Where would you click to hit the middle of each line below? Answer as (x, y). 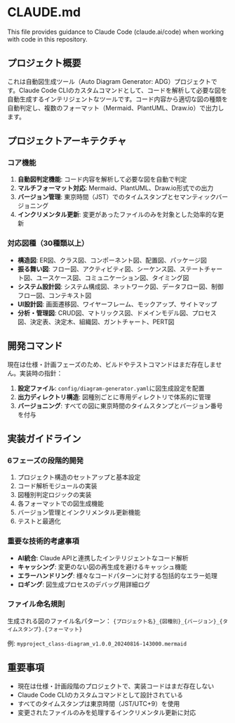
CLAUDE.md (44, 12)
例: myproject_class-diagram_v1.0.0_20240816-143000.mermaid (97, 643)
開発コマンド (35, 346)
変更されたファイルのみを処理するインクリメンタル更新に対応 (107, 712)
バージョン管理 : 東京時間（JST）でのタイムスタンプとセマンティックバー (123, 197)
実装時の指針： (41, 373)
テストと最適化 (39, 521)
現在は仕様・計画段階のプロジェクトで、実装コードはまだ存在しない (116, 686)
